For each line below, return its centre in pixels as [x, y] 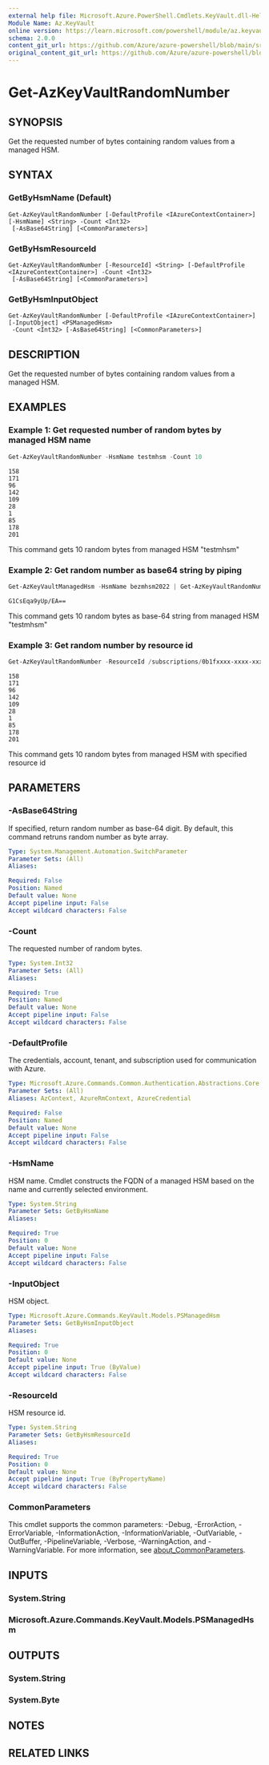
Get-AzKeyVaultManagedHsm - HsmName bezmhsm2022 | [93, 586]
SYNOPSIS [36, 122]
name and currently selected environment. [78, 1189]
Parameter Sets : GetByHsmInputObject [71, 1323]
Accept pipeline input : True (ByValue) [75, 1368]
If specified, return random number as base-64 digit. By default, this [121, 828]
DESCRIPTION [44, 355]
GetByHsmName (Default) [60, 198]
